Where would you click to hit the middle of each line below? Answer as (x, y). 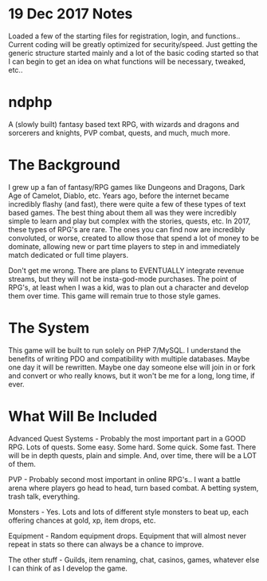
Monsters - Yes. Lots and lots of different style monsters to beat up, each (129, 512)
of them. (22, 464)
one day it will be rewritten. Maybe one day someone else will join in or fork (132, 367)
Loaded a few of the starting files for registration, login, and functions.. (124, 36)
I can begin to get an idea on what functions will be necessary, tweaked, (127, 61)
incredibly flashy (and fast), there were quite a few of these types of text (127, 204)
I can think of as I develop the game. (68, 568)
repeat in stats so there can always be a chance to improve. (106, 544)
